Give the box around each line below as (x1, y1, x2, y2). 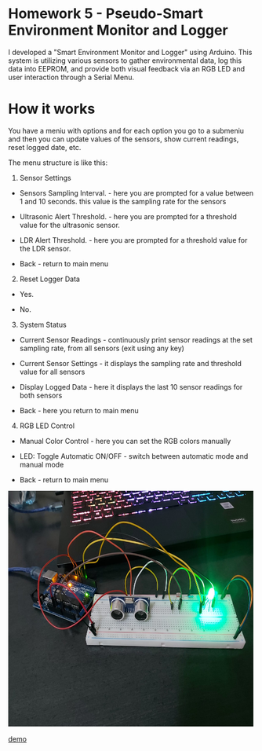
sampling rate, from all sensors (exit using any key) (19, 343, 184, 353)
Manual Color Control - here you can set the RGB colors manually (19, 436, 231, 445)
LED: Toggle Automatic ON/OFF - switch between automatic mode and (19, 451, 249, 460)
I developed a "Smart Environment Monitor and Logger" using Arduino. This (8, 47, 253, 57)
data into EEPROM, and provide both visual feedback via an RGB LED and (8, 64, 246, 73)
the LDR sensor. (19, 244, 71, 253)
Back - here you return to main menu (19, 405, 139, 415)
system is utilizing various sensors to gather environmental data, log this (8, 56, 242, 65)
